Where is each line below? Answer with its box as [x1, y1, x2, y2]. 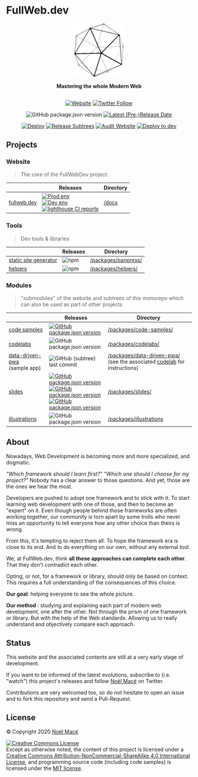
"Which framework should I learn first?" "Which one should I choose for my [6, 470, 190, 477]
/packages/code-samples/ [108, 326, 173, 333]
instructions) [108, 364, 138, 371]
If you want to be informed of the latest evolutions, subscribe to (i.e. [6, 671, 171, 678]
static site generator [8, 256, 58, 264]
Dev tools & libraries [20, 235, 70, 242]
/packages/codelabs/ [108, 340, 160, 347]
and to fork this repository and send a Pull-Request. [6, 695, 131, 703]
